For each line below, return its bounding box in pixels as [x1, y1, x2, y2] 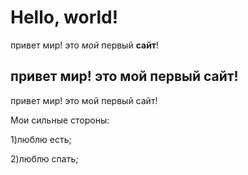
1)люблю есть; [10, 133, 72, 145]
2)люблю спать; [10, 152, 79, 165]
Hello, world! [10, 6, 119, 29]
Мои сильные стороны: [10, 114, 110, 126]
